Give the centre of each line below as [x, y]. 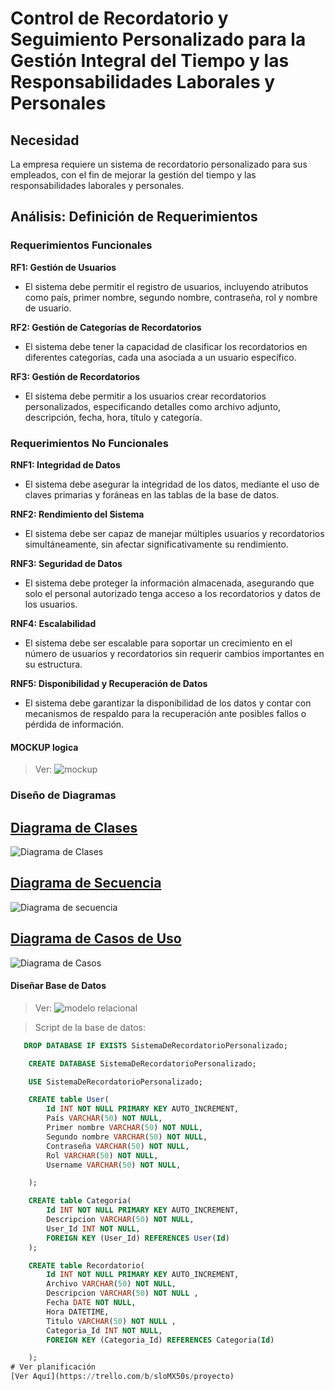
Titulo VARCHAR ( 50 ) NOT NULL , [111, 1321]
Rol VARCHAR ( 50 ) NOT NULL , [102, 1155]
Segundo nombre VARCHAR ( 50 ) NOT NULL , [127, 1137]
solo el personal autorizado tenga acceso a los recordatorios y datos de [172, 593]
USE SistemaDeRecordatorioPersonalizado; [115, 1082]
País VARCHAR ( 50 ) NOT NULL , [104, 1118]
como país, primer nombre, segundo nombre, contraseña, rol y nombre [171, 297]
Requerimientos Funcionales [81, 245]
